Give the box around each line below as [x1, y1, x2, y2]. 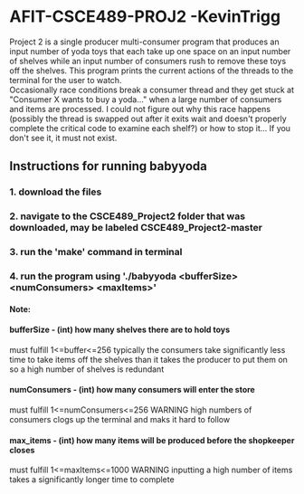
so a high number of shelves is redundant [9, 364, 165, 375]
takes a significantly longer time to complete [9, 474, 175, 485]
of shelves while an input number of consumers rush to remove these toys [9, 55, 287, 66]
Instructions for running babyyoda [9, 158, 208, 174]
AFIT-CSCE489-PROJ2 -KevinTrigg [9, 6, 281, 27]
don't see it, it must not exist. [9, 132, 118, 143]
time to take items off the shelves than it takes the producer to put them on [9, 354, 288, 365]
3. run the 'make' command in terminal [9, 246, 183, 259]
